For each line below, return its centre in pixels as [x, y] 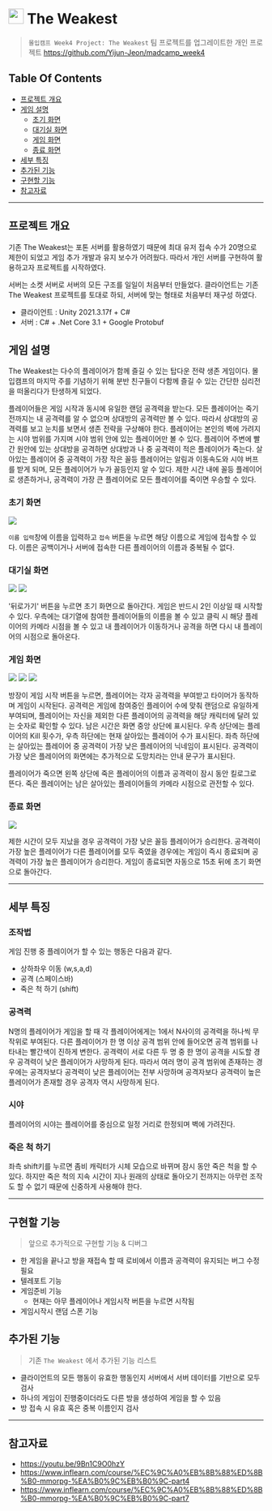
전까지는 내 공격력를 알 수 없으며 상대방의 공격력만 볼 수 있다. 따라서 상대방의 [129, 419]
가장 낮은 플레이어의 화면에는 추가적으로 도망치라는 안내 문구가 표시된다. [122, 756]
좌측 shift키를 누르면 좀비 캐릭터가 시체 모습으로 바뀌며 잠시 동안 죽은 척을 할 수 [133, 1166]
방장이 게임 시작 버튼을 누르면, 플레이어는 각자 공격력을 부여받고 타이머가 [123, 695]
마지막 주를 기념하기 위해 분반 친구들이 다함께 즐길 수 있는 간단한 [138, 381]
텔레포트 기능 [41, 1281]
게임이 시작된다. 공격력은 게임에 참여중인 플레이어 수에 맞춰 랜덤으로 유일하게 [138, 706]
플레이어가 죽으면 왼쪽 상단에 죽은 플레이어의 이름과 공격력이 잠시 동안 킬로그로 [133, 774]
